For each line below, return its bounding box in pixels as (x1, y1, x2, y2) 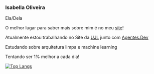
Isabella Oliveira (5, 4, 45, 11)
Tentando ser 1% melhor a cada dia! (5, 54, 79, 60)
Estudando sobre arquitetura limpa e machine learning (5, 44, 117, 50)
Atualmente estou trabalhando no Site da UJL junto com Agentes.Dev (5, 34, 149, 41)
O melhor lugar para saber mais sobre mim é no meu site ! (5, 25, 124, 31)
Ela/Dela (5, 15, 23, 21)
